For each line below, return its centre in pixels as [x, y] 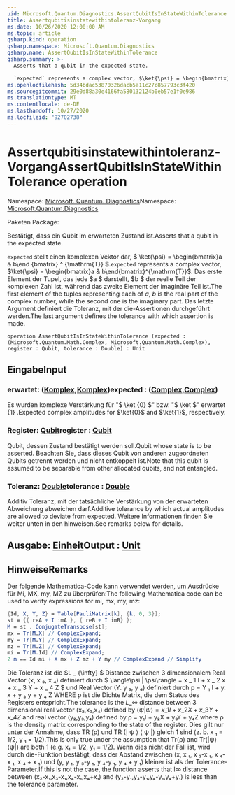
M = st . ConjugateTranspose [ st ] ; [58, 626]
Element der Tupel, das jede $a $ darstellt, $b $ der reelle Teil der [102, 279]
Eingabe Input [37, 370]
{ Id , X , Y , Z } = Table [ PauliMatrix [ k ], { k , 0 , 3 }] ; [84, 614]
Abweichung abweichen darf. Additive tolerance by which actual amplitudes [116, 508]
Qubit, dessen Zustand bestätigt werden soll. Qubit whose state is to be [109, 445]
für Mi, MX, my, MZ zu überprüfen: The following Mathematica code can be [115, 594]
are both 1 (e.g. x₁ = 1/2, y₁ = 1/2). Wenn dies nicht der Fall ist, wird [115, 747]
